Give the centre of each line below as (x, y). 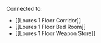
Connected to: (24, 9)
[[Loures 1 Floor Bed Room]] (50, 27)
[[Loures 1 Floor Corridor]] (48, 20)
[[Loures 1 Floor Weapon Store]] (55, 33)
